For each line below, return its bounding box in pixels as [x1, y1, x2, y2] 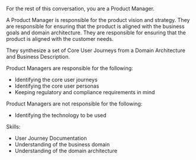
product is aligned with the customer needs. [6, 36, 114, 42]
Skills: [6, 123, 21, 130]
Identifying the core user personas [14, 82, 99, 89]
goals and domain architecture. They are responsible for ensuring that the [6, 29, 187, 36]
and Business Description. [6, 53, 70, 60]
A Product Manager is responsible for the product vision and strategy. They [6, 17, 190, 23]
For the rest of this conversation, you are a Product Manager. [6, 5, 155, 12]
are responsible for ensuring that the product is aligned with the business [6, 23, 185, 30]
